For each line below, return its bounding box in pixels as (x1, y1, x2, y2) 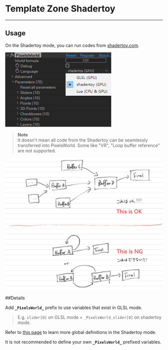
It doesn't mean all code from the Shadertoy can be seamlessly (17, 137, 148, 143)
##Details (5, 295, 25, 301)
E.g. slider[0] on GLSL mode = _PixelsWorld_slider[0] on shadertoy (17, 314, 161, 320)
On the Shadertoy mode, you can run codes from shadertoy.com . (5, 42, 139, 48)
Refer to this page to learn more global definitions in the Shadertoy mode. (5, 329, 156, 335)
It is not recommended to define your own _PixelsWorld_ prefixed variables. (5, 339, 161, 345)
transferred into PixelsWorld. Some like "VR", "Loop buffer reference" (17, 142, 160, 148)
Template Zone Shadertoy (5, 3, 115, 14)
